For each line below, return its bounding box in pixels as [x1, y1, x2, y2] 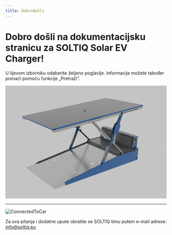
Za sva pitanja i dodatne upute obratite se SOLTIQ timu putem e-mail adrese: [5, 218, 167, 224]
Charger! [5, 53, 45, 64]
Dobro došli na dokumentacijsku [5, 31, 146, 43]
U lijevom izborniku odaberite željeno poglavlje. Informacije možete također [5, 70, 164, 76]
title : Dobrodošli [5, 8, 45, 13]
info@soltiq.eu [5, 224, 36, 230]
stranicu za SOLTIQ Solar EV [5, 42, 128, 53]
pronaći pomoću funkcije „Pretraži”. [5, 75, 80, 82]
